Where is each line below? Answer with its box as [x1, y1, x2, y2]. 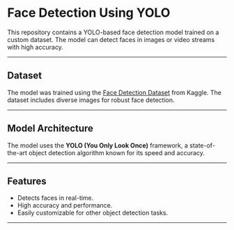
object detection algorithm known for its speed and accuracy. [29, 148, 205, 157]
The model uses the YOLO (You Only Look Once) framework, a [7, 141, 188, 150]
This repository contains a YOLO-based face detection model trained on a [7, 28, 219, 36]
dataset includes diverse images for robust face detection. [7, 96, 175, 104]
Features [7, 175, 47, 187]
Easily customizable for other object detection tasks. [17, 208, 169, 217]
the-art [7, 148, 28, 157]
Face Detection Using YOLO [7, 5, 171, 21]
